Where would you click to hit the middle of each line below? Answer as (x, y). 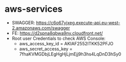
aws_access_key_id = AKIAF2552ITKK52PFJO (66, 43)
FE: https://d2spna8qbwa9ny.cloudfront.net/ (57, 33)
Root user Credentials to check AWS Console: (59, 38)
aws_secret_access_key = (46, 49)
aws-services (34, 9)
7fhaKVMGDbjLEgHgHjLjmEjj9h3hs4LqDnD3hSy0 (70, 54)
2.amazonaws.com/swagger (41, 28)
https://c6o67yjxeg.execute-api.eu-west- (78, 23)
